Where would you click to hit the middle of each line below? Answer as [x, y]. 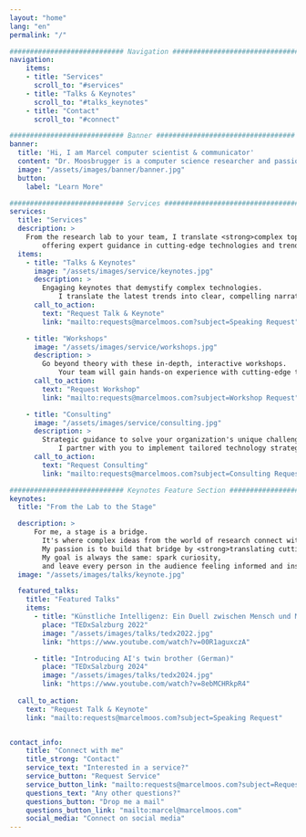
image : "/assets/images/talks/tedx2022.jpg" [128, 633]
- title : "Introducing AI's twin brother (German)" [133, 658]
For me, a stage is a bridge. [91, 532]
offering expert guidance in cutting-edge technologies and [158, 246]
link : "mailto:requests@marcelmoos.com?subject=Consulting [157, 474]
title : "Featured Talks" [73, 600]
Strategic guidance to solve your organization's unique [152, 440]
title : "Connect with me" [75, 751]
